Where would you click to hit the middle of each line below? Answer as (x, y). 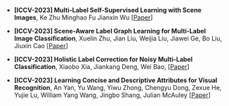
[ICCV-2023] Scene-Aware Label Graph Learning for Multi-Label (110, 31)
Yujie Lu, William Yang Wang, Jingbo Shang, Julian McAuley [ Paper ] (112, 95)
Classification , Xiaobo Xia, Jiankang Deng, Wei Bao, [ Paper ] (102, 67)
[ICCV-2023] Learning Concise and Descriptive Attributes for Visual (116, 80)
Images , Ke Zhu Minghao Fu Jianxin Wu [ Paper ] (83, 17)
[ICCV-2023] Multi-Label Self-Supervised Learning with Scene (107, 10)
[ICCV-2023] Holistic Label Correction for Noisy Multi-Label (103, 59)
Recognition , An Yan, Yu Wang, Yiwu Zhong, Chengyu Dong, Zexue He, (118, 88)
